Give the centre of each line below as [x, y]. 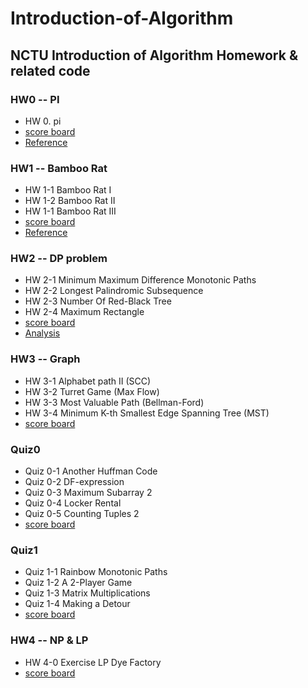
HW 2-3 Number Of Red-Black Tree [98, 301]
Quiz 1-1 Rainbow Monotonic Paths [96, 572]
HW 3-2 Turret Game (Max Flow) [92, 391]
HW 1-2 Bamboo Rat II [70, 201]
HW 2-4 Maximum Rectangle [84, 312]
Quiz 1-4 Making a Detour [77, 604]
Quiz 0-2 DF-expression [74, 482]
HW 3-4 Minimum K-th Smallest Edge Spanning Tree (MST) [147, 413]
